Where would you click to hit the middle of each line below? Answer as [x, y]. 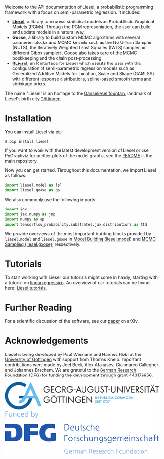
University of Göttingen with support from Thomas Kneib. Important [73, 359]
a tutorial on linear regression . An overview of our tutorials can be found [77, 283]
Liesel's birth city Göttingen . [33, 99]
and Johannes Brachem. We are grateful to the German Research [71, 370]
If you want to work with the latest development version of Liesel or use [77, 150]
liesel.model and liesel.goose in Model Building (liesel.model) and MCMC [81, 239]
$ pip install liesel [27, 141]
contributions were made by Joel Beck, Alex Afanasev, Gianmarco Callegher [82, 365]
